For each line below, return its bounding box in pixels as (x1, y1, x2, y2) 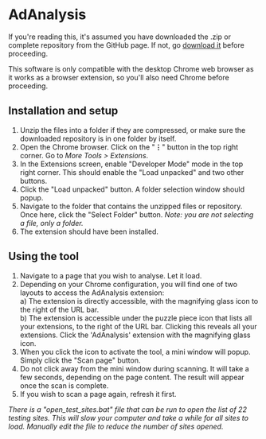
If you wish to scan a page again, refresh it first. (19, 389, 177, 398)
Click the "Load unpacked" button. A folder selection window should (19, 185, 245, 194)
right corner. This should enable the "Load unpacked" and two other (19, 167, 244, 177)
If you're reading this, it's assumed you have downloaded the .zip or (8, 32, 231, 41)
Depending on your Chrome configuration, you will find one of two (19, 279, 237, 289)
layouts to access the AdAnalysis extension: (19, 288, 165, 297)
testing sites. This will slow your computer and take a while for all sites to (8, 413, 249, 422)
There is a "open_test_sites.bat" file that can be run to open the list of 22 (8, 404, 247, 414)
